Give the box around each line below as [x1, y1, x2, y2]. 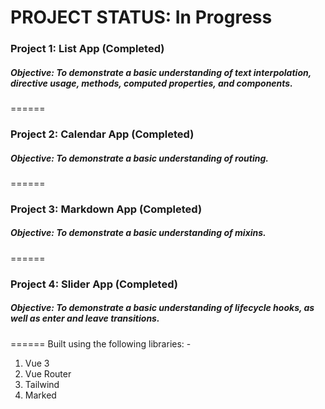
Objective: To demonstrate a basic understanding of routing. [10, 152, 269, 164]
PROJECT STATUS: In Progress [10, 6, 273, 29]
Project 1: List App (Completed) [10, 42, 165, 56]
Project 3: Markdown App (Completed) [10, 202, 203, 216]
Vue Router [24, 367, 72, 380]
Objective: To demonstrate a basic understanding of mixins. [10, 227, 267, 239]
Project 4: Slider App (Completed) [10, 277, 178, 291]
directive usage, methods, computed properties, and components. [10, 77, 293, 89]
